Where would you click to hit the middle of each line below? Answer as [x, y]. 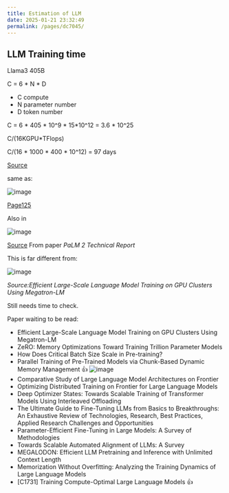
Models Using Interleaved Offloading [69, 401]
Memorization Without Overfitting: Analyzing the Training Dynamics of [117, 467]
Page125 [19, 205]
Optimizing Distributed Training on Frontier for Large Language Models [117, 386]
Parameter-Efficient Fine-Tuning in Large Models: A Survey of [104, 430]
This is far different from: [42, 259]
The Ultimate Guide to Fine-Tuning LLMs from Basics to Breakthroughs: [118, 408]
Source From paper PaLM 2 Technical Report [71, 245]
